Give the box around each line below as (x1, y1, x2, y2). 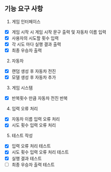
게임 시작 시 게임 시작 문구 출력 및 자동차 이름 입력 (11, 29, 107, 35)
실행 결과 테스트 (11, 155, 42, 161)
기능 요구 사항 (4, 4, 43, 13)
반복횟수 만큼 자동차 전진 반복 (11, 95, 68, 101)
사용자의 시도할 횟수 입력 (11, 35, 59, 41)
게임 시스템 (11, 85, 33, 91)
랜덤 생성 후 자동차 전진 (11, 68, 56, 74)
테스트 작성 (11, 133, 33, 139)
